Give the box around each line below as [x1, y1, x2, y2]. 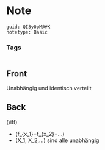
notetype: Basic [6, 29, 48, 35]
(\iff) [6, 118, 18, 126]
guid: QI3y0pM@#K [6, 24, 51, 30]
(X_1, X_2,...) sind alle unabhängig [15, 137, 100, 144]
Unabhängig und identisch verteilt [6, 85, 92, 92]
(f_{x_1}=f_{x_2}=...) [15, 130, 65, 137]
